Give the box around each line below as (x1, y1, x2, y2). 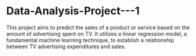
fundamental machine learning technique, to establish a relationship (6, 36, 174, 43)
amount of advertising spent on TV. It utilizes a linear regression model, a (6, 30, 188, 37)
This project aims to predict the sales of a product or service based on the (6, 24, 191, 31)
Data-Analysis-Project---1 (6, 4, 140, 18)
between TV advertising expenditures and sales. (6, 43, 126, 50)
